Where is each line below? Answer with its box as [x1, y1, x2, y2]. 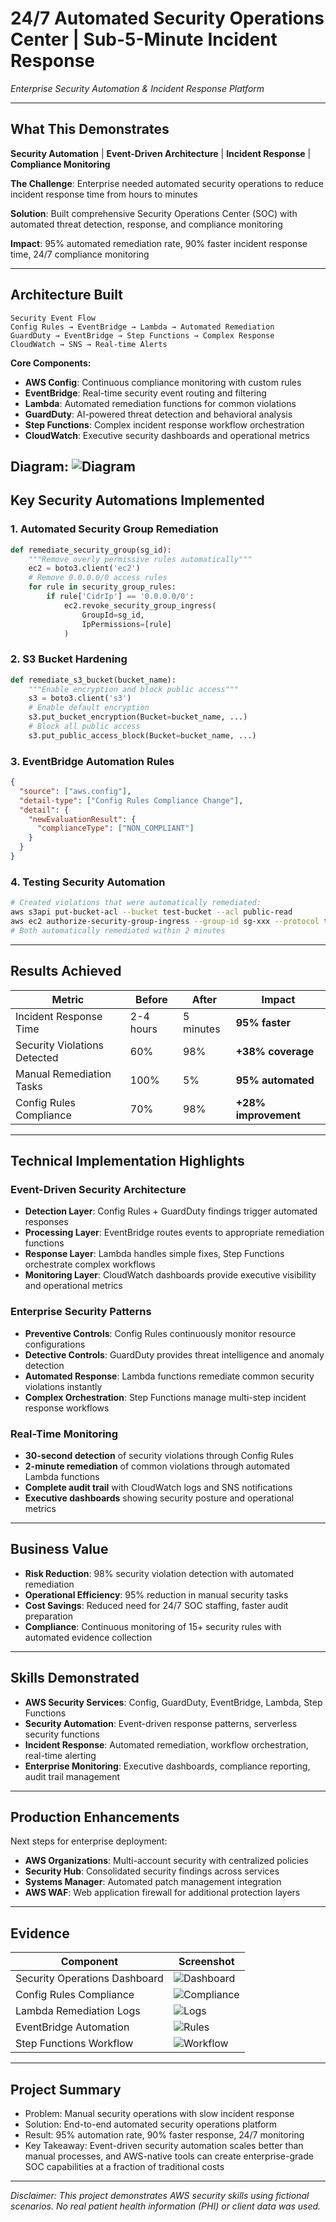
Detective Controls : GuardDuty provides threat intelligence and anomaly [24, 1348, 325, 1361]
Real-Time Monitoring [10, 1427, 119, 1441]
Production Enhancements [10, 1808, 180, 1826]
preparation [24, 1610, 73, 1622]
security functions [24, 1728, 100, 1740]
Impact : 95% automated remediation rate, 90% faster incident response [10, 237, 308, 249]
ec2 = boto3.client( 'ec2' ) [28, 563, 141, 574]
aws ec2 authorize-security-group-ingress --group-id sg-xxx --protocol [10, 917, 320, 927]
